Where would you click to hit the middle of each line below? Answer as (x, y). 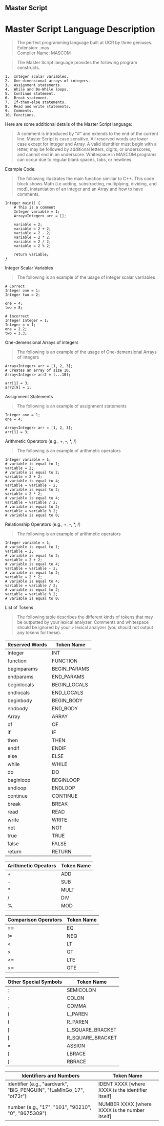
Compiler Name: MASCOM (44, 53)
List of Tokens (19, 608)
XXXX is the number (122, 1110)
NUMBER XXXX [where (125, 1104)
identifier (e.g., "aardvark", (38, 1084)
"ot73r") (17, 1096)
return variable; (31, 255)
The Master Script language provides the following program (77, 63)
